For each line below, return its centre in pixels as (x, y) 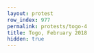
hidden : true (26, 39)
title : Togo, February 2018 (47, 33)
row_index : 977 (29, 20)
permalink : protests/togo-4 (47, 26)
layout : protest (30, 13)
